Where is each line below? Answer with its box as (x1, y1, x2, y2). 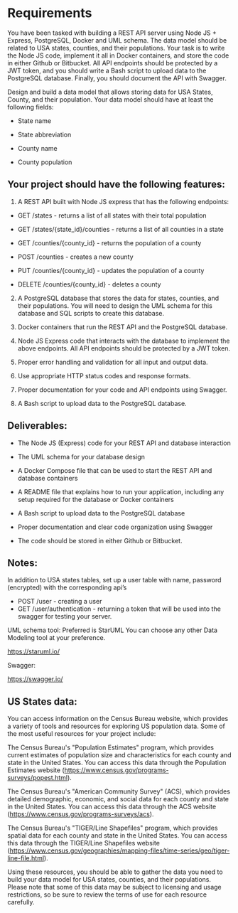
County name (17, 144, 58, 152)
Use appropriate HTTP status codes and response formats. (17, 371, 191, 380)
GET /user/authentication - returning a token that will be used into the (17, 604, 222, 613)
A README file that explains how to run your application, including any (17, 487, 225, 496)
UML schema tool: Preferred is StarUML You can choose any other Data (7, 626, 218, 634)
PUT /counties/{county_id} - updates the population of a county (17, 266, 205, 274)
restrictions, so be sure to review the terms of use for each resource (7, 890, 207, 899)
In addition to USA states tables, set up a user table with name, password (7, 576, 222, 584)
